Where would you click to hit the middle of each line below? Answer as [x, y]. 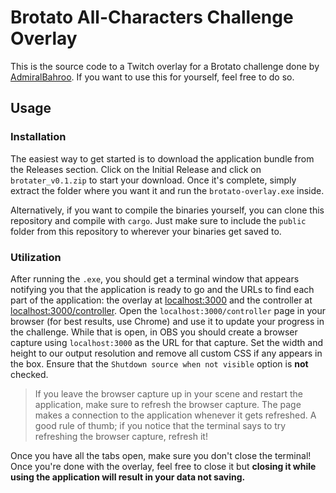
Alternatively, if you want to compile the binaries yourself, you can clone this [167, 210]
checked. [29, 374]
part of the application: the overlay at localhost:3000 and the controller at [161, 300]
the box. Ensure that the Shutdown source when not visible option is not [159, 363]
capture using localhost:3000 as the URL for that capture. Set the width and [166, 342]
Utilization [36, 257]
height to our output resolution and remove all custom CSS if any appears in [166, 353]
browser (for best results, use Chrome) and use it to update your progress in [167, 321]
